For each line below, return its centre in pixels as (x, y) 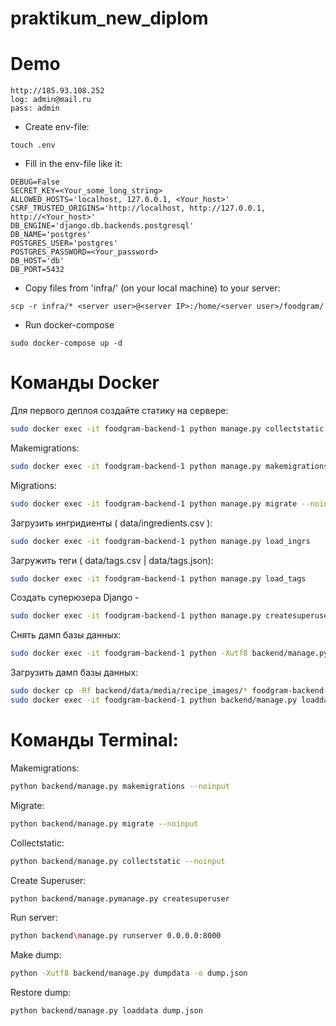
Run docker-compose (69, 325)
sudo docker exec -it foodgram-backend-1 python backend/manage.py (154, 700)
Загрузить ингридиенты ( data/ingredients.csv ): (111, 523)
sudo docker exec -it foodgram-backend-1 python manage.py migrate (154, 503)
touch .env (33, 145)
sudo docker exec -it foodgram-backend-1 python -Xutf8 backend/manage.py (169, 653)
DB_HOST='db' (37, 261)
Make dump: (36, 955)
